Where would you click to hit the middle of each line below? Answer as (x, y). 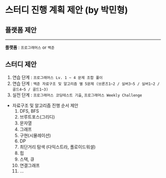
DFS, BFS (29, 111)
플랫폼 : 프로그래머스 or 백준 (30, 47)
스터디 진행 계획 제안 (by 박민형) (67, 10)
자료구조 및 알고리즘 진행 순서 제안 (45, 105)
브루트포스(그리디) (37, 117)
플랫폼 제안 (21, 30)
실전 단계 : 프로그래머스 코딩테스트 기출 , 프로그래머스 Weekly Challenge (77, 95)
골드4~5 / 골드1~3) (30, 89)
